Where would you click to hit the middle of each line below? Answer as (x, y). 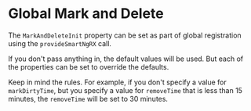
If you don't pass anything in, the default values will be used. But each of (126, 59)
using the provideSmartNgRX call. (60, 43)
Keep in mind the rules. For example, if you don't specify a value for (117, 82)
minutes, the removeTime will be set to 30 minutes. (88, 98)
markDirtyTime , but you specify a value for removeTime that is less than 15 (125, 90)
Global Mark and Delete (86, 14)
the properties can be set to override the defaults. (89, 66)
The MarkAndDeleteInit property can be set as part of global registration (125, 35)
